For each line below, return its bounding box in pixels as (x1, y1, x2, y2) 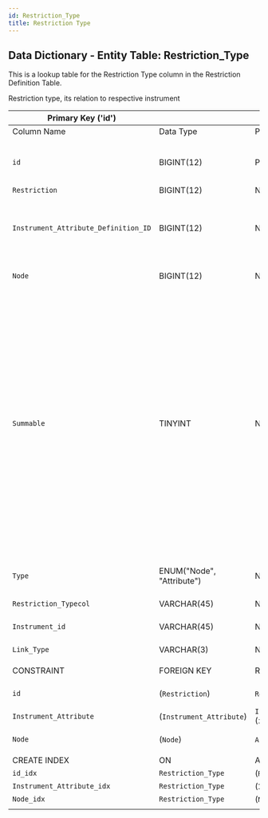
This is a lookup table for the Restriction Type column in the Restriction (8, 69, 241, 80)
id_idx (12, 769, 37, 778)
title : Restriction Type (8, 19, 91, 27)
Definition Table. (8, 78, 62, 88)
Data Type (159, 126, 198, 137)
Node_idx (12, 795, 45, 804)
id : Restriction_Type (8, 11, 81, 20)
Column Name (12, 126, 66, 137)
